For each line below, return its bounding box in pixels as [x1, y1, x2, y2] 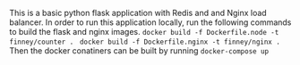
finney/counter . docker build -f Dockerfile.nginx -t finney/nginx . [9, 37, 280, 46]
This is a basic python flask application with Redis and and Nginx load [9, 8, 267, 18]
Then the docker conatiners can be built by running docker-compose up [9, 45, 270, 56]
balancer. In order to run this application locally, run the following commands [9, 17, 292, 28]
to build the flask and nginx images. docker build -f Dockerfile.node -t [9, 27, 279, 37]
